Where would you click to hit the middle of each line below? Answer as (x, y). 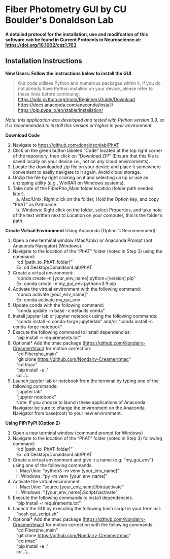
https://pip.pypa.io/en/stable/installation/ (60, 110)
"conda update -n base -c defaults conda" (60, 310)
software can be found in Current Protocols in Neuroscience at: (73, 40)
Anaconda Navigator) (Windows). (47, 245)
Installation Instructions (44, 61)
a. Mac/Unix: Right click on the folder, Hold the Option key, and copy (88, 199)
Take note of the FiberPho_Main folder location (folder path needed (83, 188)
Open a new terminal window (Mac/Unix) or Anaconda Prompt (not (82, 240)
